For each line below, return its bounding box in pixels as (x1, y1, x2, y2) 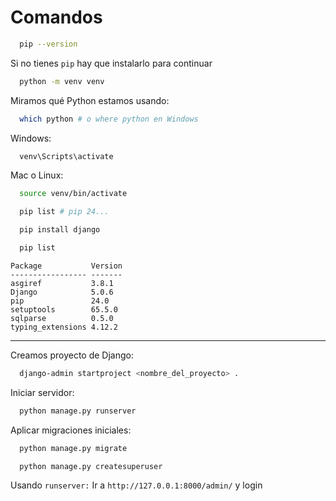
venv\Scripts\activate (19, 151, 114, 161)
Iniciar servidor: (10, 386, 75, 398)
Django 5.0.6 (10, 287, 114, 297)
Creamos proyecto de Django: (10, 349, 134, 361)
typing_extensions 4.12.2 (10, 322, 118, 332)
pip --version (19, 39, 78, 49)
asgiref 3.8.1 (10, 278, 114, 288)
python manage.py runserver (19, 406, 137, 416)
